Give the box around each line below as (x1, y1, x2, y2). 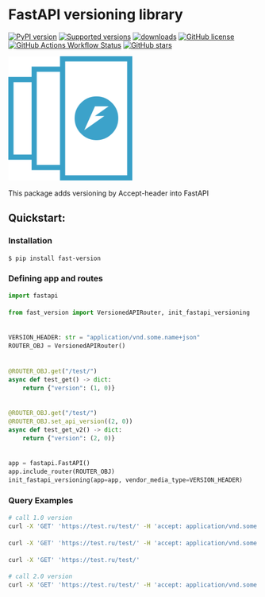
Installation (8, 235, 53, 246)
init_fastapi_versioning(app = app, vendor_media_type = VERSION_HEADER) (8, 476, 244, 484)
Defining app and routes (8, 273, 103, 284)
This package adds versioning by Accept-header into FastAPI (8, 188, 209, 198)
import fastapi (8, 292, 59, 300)
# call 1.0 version (8, 514, 73, 522)
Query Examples (8, 494, 74, 506)
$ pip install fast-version (8, 254, 102, 262)
